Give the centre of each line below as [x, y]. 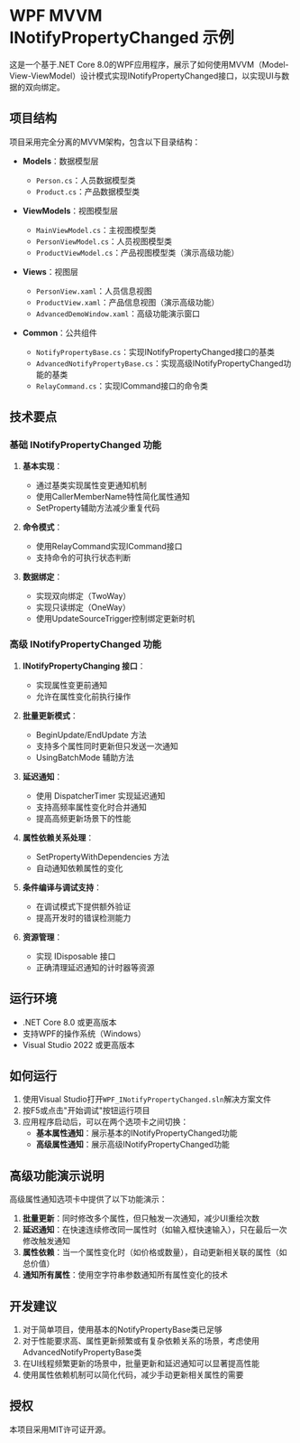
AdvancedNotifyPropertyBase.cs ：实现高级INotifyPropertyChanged [159, 363]
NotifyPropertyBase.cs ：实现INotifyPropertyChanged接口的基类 [155, 351]
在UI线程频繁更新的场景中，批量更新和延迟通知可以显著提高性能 [141, 1363]
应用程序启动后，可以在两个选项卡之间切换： [105, 1122]
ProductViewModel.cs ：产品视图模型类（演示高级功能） [137, 252]
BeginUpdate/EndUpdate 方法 [91, 735]
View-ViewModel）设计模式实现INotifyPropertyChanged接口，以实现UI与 [145, 75]
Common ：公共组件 [59, 333]
